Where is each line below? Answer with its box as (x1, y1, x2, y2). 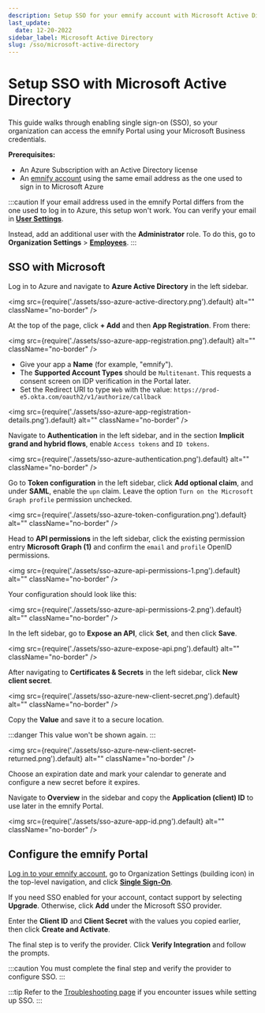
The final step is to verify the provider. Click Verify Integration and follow (8, 940, 247, 949)
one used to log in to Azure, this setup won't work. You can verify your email (8, 206, 256, 216)
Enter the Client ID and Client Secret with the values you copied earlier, (8, 916, 241, 925)
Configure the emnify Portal (8, 848, 148, 861)
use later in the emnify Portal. (8, 801, 104, 810)
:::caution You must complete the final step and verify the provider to (8, 963, 232, 973)
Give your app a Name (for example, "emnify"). (19, 359, 174, 369)
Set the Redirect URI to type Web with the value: (19, 385, 172, 394)
